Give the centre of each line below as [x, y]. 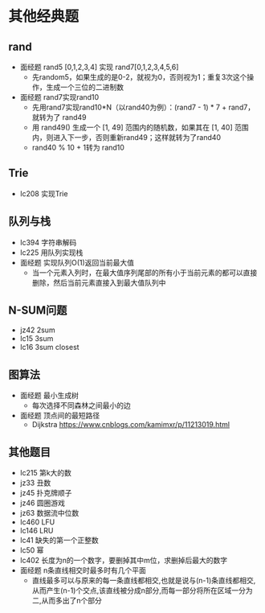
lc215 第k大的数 [46, 473]
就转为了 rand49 [59, 117]
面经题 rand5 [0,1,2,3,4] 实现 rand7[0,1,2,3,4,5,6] [99, 67]
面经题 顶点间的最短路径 [60, 416]
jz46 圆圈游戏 [43, 503]
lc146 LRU [37, 531]
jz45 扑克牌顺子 [46, 493]
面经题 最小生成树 [49, 396]
